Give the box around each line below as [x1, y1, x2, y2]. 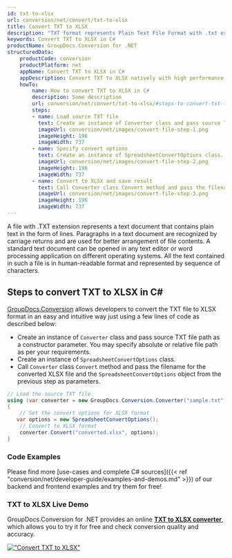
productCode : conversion [19, 55, 91, 62]
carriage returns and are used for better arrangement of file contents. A [7, 237, 211, 245]
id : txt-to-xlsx [7, 10, 54, 17]
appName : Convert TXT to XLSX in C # [19, 68, 126, 75]
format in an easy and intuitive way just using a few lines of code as [7, 312, 200, 321]
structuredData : [7, 49, 54, 56]
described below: [7, 319, 57, 327]
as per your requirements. [17, 348, 91, 356]
